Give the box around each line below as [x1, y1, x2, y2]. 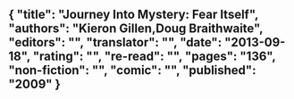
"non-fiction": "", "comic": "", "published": [8, 62, 256, 78]
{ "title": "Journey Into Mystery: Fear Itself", [8, 7, 259, 22]
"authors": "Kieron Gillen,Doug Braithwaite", [8, 21, 264, 37]
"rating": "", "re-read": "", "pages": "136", [32, 49, 276, 64]
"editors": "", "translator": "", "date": [8, 35, 223, 50]
